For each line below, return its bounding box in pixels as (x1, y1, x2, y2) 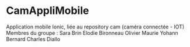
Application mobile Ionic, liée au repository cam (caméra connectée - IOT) (6, 23, 185, 30)
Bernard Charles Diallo (6, 35, 60, 42)
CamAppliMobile (6, 4, 89, 17)
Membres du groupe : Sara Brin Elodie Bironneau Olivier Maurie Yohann (6, 29, 178, 36)
